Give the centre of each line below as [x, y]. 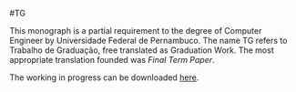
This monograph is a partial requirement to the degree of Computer [136, 31]
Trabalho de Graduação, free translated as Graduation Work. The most [142, 50]
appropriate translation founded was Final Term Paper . [112, 60]
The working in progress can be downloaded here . [104, 77]
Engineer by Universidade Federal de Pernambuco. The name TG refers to [148, 41]
